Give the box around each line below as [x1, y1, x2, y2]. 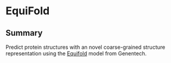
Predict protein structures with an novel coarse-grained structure [5, 43, 166, 51]
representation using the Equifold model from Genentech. [5, 50, 147, 57]
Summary [5, 28, 43, 38]
